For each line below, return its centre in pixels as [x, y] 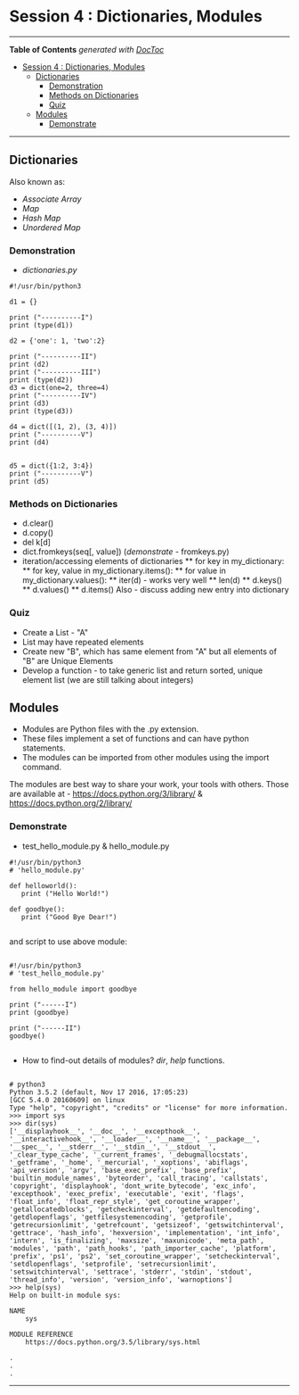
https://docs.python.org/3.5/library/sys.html [113, 1342]
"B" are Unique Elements [68, 660]
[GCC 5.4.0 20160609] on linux [67, 1100]
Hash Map [41, 218]
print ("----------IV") [53, 396]
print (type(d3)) [41, 411]
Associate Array [52, 199]
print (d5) [29, 482]
